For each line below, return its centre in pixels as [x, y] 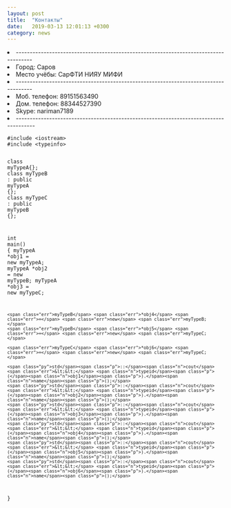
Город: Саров [36, 67]
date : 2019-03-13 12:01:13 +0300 [58, 26]
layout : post [26, 13]
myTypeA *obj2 [28, 268]
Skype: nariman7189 [45, 111]
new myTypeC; [26, 293]
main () [17, 244]
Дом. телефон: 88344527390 [59, 104]
